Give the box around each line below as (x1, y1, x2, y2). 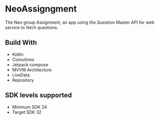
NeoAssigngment (5, 3, 77, 15)
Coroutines (12, 57, 34, 62)
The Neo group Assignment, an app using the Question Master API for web (5, 19, 155, 25)
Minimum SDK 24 (12, 104, 48, 110)
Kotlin (12, 51, 24, 57)
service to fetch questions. (5, 24, 59, 30)
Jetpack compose (12, 61, 48, 67)
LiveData (12, 72, 30, 78)
